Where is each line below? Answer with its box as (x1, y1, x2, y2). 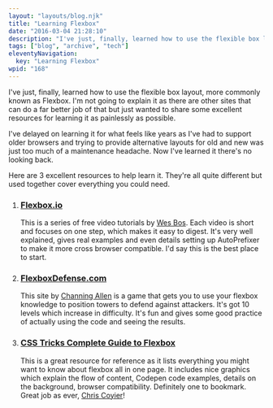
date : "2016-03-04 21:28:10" (8, 27, 107, 35)
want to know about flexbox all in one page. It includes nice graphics (19, 364, 250, 374)
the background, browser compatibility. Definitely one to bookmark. (19, 381, 247, 391)
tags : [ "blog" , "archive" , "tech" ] (8, 42, 129, 50)
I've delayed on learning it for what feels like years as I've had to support (8, 128, 252, 138)
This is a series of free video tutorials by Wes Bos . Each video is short (19, 218, 254, 228)
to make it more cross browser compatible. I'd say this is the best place (19, 244, 259, 254)
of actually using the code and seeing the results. (19, 317, 186, 327)
